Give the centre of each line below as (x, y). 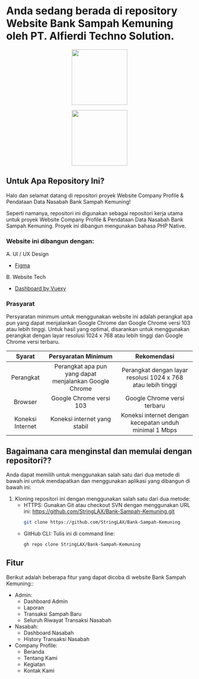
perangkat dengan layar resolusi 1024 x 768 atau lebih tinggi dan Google (95, 335)
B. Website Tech (26, 277)
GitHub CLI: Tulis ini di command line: (69, 534)
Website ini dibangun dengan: (50, 241)
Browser (25, 402)
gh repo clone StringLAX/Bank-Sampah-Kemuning (82, 545)
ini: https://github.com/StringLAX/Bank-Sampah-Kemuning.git (99, 511)
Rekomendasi (155, 357)
